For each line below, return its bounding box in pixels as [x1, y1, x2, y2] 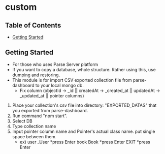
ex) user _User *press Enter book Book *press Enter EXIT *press [19, 139, 150, 145]
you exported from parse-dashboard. [12, 107, 88, 113]
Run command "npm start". [12, 113, 67, 119]
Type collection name [12, 123, 56, 129]
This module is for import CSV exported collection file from [12, 77, 132, 83]
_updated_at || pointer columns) [19, 92, 84, 98]
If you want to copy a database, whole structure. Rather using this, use [12, 66, 156, 72]
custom [5, 1, 37, 13]
